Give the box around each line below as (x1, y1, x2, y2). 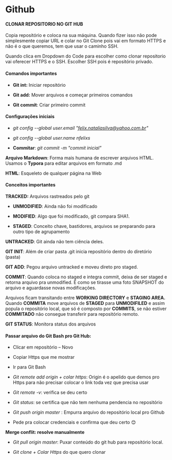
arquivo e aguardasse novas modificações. (5, 285, 97, 291)
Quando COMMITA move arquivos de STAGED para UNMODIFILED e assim (5, 300, 165, 306)
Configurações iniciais (5, 113, 55, 120)
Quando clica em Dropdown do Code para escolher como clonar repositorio (5, 53, 166, 60)
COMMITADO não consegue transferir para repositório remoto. (5, 311, 139, 317)
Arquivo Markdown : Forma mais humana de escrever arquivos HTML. (5, 155, 154, 161)
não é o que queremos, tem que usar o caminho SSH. (5, 43, 119, 49)
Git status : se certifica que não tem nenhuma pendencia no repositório (12, 399, 163, 406)
